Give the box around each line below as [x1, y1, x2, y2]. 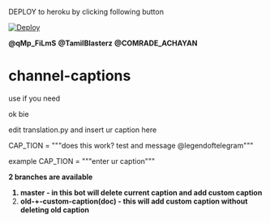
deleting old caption [19, 204, 89, 214]
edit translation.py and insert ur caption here [8, 125, 157, 135]
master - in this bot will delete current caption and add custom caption [19, 187, 263, 197]
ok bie [8, 109, 30, 118]
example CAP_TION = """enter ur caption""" [8, 156, 156, 165]
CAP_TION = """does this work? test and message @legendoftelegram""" [8, 140, 254, 150]
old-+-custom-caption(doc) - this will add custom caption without [19, 196, 248, 206]
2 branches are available [8, 172, 93, 182]
